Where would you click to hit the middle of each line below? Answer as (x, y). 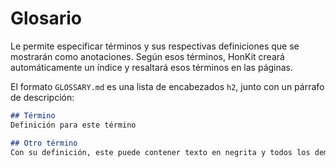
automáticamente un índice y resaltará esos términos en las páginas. (152, 67)
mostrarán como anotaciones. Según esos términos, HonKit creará (147, 56)
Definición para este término (73, 125)
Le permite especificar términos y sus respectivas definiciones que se (155, 46)
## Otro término (44, 143)
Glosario (46, 18)
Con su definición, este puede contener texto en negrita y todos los (160, 152)
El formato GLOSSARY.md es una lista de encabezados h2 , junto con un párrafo (167, 86)
